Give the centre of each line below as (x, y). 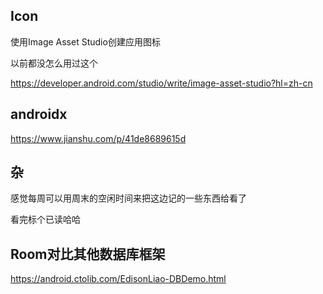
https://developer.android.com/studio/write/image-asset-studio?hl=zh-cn (161, 83)
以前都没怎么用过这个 (54, 63)
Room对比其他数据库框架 (88, 254)
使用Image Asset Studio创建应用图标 (85, 41)
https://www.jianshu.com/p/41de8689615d (98, 138)
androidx (39, 114)
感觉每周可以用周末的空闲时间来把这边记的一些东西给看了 (128, 198)
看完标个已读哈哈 (45, 220)
